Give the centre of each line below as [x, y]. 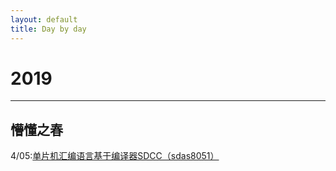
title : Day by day [48, 29]
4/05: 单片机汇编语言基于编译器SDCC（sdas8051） [115, 156]
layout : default [44, 19]
